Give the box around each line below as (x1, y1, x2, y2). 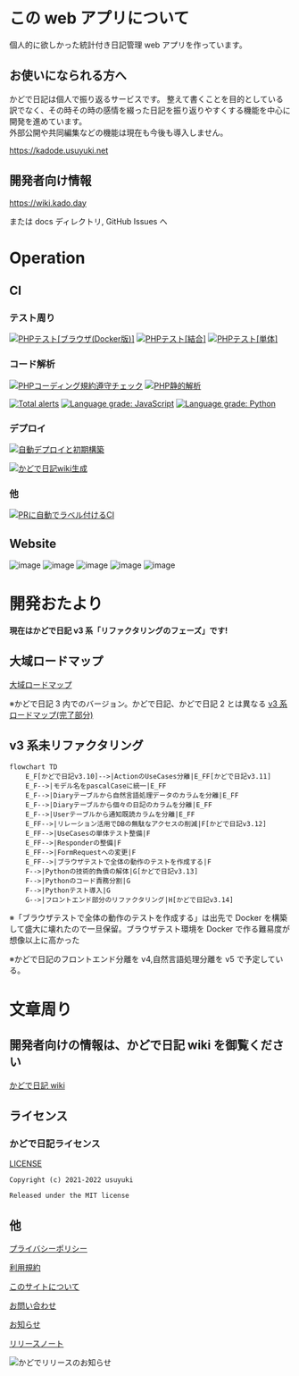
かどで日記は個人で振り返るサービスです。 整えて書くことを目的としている (9, 93, 284, 104)
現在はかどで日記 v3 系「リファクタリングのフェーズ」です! (9, 625, 228, 636)
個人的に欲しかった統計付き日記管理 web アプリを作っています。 (9, 39, 247, 50)
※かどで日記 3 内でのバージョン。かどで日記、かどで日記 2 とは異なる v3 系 (9, 698, 288, 709)
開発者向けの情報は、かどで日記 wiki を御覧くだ (9, 1038, 272, 1053)
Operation (9, 248, 86, 268)
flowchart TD (9, 762, 58, 772)
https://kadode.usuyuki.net (9, 145, 109, 156)
